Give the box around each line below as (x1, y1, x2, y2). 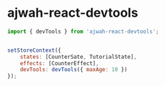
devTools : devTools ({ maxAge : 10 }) (20, 66, 128, 73)
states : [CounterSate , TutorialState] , (20, 53, 137, 60)
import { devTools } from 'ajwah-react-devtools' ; (7, 28, 159, 35)
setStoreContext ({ (7, 47, 61, 54)
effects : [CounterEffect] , (20, 59, 99, 67)
